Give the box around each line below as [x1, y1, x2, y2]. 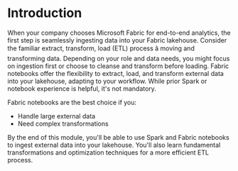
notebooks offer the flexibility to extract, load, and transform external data [7, 69, 224, 77]
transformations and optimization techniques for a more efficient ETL [7, 148, 210, 157]
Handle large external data [17, 111, 96, 120]
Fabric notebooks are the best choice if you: [7, 98, 137, 106]
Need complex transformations [17, 119, 109, 128]
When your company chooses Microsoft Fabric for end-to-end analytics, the [7, 28, 231, 37]
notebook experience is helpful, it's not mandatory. [7, 84, 156, 93]
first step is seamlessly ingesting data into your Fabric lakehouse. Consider [7, 35, 227, 44]
